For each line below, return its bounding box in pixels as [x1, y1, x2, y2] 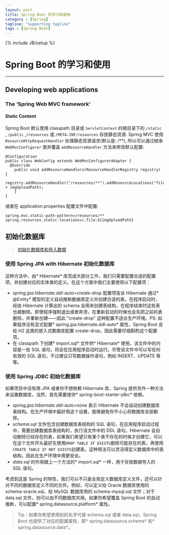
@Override [10, 163, 30, 168]
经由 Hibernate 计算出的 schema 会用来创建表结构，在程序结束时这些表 [12, 302, 160, 309]
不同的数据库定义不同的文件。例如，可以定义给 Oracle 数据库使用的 [9, 482, 149, 488]
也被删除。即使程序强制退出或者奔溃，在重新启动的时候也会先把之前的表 [12, 309, 162, 315]
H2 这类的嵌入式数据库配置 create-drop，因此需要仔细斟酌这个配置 [18, 328, 157, 334]
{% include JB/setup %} [5, 40, 55, 46]
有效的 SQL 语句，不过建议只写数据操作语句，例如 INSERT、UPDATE [12, 353, 155, 359]
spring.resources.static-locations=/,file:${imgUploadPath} [5, 217, 134, 222]
